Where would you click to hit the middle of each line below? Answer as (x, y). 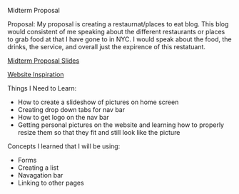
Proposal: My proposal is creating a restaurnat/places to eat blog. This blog (118, 24)
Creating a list (38, 168)
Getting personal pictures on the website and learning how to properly (121, 125)
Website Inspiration (36, 75)
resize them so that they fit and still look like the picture (99, 132)
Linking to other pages (51, 183)
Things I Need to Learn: (42, 88)
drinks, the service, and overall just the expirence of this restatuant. (106, 47)
